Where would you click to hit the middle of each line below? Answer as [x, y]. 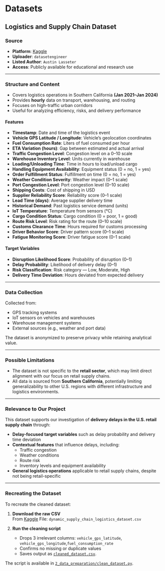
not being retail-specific [36, 476]
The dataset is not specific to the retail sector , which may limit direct [82, 371]
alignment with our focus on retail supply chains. [61, 376]
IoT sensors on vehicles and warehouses [53, 318]
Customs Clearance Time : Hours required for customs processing [80, 227]
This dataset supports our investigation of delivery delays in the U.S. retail [81, 420]
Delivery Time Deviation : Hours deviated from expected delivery [78, 275]
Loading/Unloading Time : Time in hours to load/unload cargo [75, 164]
